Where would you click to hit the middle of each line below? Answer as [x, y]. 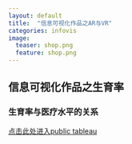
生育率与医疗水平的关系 [53, 112]
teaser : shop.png [44, 46]
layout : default [35, 16]
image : [19, 38]
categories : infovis [43, 30]
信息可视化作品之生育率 [66, 88]
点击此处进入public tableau [53, 131]
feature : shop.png [46, 53]
